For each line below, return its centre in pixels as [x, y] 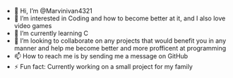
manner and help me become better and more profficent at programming [120, 48]
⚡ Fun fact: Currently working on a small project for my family [103, 66]
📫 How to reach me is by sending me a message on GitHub [101, 56]
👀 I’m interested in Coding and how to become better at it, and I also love [120, 18]
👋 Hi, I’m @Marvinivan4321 [53, 11]
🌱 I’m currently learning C [51, 33]
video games [33, 26]
